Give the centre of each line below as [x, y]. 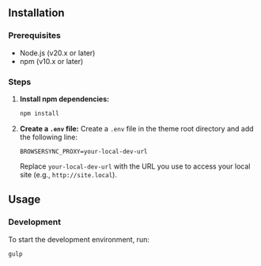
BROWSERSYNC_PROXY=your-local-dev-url [83, 151]
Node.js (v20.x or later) [57, 53]
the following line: [48, 137]
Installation [36, 13]
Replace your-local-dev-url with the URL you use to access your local [135, 166]
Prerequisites [34, 36]
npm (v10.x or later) [51, 61]
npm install [39, 113]
